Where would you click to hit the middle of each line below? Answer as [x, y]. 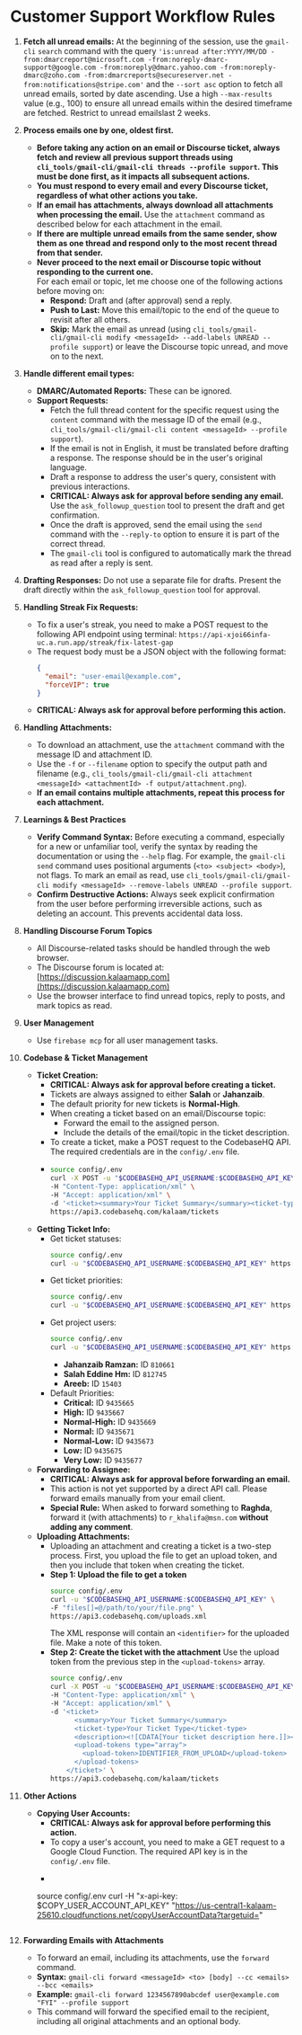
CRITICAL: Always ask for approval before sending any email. [167, 495]
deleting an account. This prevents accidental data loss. [139, 913]
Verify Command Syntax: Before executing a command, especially [160, 837]
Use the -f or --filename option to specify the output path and [152, 764]
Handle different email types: [79, 373]
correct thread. [78, 543]
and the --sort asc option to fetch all [214, 84]
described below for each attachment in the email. [129, 224]
